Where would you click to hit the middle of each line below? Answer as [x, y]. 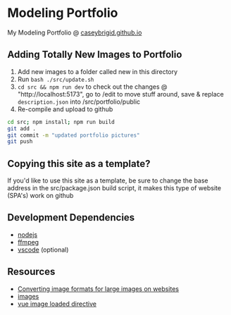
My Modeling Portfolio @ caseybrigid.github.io [75, 32]
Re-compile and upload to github [65, 109]
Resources [31, 272]
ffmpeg [28, 242]
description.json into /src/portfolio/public [79, 101]
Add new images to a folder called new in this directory [98, 71]
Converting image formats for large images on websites [98, 289]
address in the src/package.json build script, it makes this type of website [114, 188]
